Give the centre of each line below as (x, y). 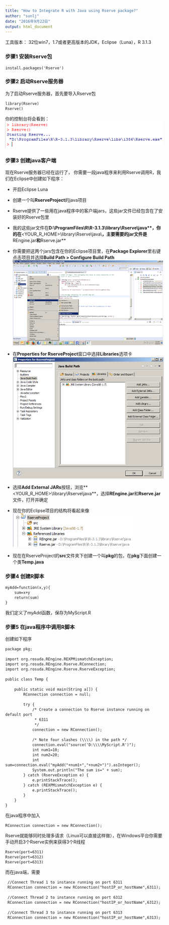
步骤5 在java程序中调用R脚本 (40, 627)
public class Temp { (27, 679)
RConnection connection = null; (57, 695)
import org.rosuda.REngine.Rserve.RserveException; (60, 669)
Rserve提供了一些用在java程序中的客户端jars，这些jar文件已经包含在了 (85, 211)
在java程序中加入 (23, 816)
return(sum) (27, 598)
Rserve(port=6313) (24, 862)
